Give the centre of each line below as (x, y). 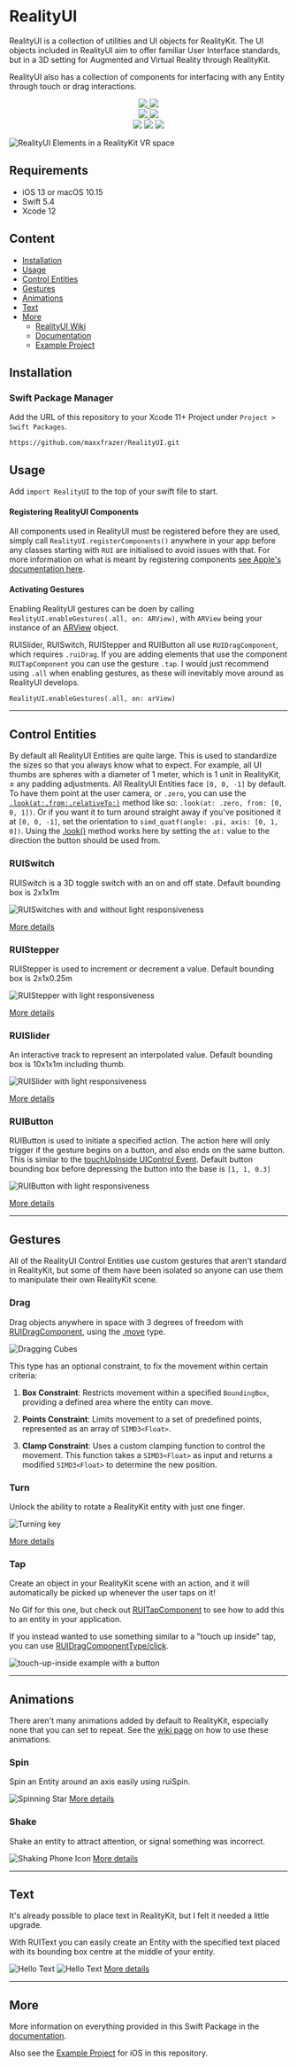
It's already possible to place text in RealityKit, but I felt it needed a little (139, 1915)
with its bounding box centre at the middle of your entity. (112, 1952)
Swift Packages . (38, 426)
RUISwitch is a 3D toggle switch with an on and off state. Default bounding (145, 883)
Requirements (49, 171)
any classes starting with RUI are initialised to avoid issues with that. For (140, 550)
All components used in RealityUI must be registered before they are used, (145, 531)
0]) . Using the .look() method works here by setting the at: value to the (139, 831)
